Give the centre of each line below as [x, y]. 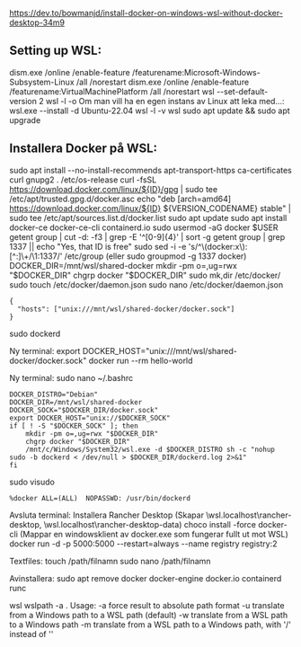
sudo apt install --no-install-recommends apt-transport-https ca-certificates [150, 170]
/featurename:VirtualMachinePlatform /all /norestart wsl [112, 91]
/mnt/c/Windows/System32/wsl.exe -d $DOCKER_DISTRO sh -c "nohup [150, 449]
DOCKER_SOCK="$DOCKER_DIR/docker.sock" [84, 410]
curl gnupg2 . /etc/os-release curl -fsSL [83, 180]
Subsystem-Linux [42, 82]
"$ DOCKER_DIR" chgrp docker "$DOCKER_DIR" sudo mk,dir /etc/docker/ [145, 275]
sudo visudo [32, 482]
